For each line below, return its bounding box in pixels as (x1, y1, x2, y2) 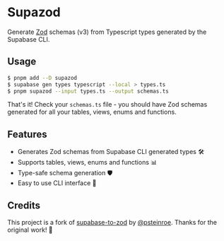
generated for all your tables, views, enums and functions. (7, 107, 177, 117)
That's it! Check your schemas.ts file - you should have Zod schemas (7, 100, 208, 109)
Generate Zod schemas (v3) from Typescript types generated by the (7, 28, 207, 36)
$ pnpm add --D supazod (7, 74, 78, 81)
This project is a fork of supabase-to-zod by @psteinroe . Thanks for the (7, 218, 218, 226)
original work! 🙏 (7, 225, 53, 234)
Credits (7, 199, 41, 211)
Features (7, 128, 47, 140)
